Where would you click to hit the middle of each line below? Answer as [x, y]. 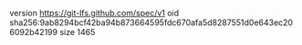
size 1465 [77, 32]
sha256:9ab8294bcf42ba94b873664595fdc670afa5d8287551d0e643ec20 [151, 22]
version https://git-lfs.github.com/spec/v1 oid [94, 13]
